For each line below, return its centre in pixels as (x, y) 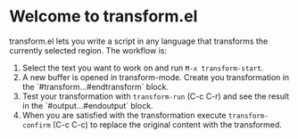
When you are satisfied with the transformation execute (124, 115)
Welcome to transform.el (103, 16)
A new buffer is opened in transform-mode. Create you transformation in (156, 77)
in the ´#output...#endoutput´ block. (87, 105)
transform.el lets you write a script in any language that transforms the (139, 41)
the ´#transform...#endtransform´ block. (95, 86)
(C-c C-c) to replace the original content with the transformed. (167, 124)
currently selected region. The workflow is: (88, 50)
